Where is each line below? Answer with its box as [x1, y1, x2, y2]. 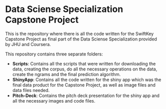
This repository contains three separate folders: [5, 51, 103, 57]
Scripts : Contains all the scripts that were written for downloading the [12, 60, 156, 66]
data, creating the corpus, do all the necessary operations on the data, [12, 66, 158, 72]
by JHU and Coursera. [5, 41, 51, 47]
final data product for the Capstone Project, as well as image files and [12, 81, 156, 88]
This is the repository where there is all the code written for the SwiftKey [5, 30, 154, 36]
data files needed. [12, 87, 50, 93]
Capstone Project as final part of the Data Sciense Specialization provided [5, 36, 157, 42]
